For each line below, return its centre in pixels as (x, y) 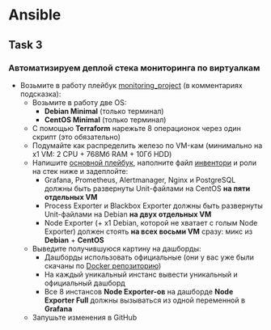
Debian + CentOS (74, 239)
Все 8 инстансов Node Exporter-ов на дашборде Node (139, 291)
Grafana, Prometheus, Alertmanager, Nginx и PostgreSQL (140, 180)
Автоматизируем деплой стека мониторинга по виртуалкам (134, 68)
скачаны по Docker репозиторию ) (103, 265)
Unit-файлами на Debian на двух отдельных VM (128, 214)
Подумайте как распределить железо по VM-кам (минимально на (147, 145)
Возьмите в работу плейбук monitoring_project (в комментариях (131, 85)
